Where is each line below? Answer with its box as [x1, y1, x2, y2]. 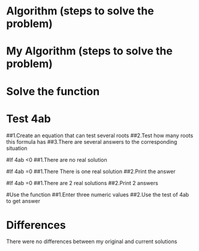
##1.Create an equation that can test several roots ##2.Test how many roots [6, 132, 194, 139]
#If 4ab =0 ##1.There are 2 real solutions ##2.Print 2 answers [6, 179, 159, 186]
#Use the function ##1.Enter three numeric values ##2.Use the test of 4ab [6, 190, 189, 198]
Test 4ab [6, 112, 51, 125]
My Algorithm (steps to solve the [6, 44, 173, 58]
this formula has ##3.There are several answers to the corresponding [6, 138, 177, 145]
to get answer [6, 197, 41, 204]
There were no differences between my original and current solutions [6, 238, 177, 245]
